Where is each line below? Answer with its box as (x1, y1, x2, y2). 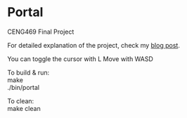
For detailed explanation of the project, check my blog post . (7, 41, 181, 49)
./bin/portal (7, 83, 40, 91)
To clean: (7, 96, 34, 105)
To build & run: (7, 68, 50, 77)
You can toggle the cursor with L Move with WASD (7, 54, 153, 63)
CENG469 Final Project (7, 27, 75, 36)
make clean (7, 104, 41, 112)
